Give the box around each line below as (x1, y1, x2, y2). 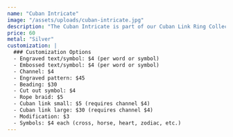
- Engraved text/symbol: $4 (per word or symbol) (13, 55, 159, 62)
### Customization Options (13, 49, 92, 56)
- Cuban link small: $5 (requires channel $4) (13, 100, 150, 107)
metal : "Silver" (7, 36, 54, 43)
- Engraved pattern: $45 (13, 74, 85, 82)
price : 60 (7, 29, 36, 37)
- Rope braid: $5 (13, 94, 64, 101)
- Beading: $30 (13, 81, 58, 88)
